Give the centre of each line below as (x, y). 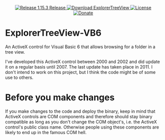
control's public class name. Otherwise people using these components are (82, 127)
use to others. (19, 77)
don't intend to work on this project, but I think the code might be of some (81, 72)
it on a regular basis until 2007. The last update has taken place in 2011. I (79, 67)
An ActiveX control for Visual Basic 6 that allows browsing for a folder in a (80, 47)
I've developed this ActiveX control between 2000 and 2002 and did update (82, 62)
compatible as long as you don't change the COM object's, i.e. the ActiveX (81, 122)
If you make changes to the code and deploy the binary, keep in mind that (80, 111)
